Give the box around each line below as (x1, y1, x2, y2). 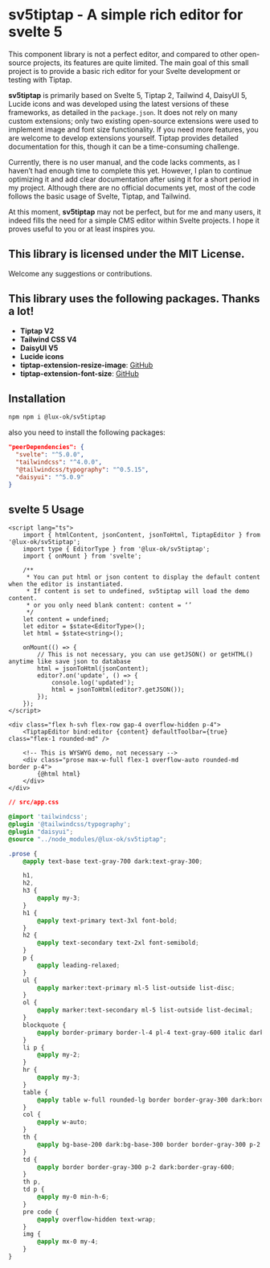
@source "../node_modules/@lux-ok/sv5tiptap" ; (8, 835, 167, 843)
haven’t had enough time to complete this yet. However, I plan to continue (8, 166, 252, 175)
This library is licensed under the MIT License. (8, 247, 245, 261)
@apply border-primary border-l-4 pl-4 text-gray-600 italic (37, 1029, 247, 1037)
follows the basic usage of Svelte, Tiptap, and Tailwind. (8, 191, 191, 201)
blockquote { (22, 1021, 67, 1029)
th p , (22, 1178, 42, 1186)
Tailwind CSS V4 (19, 334, 77, 344)
